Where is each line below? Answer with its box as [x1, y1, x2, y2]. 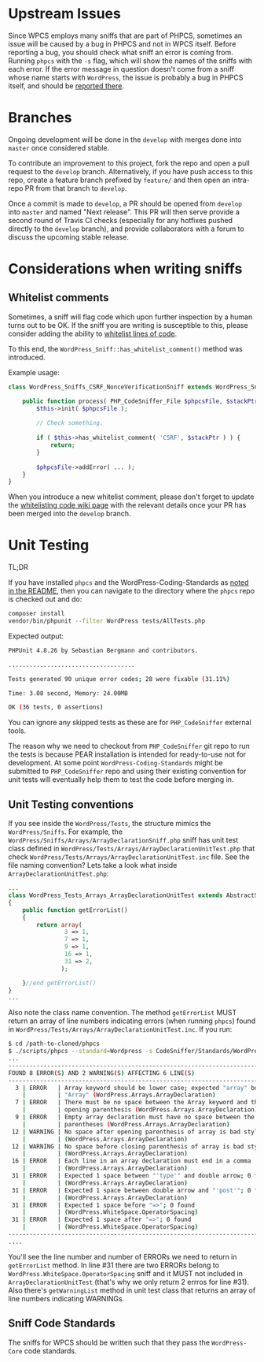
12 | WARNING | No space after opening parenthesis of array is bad [11, 1128, 241, 1136]
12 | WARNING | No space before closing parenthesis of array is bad [11, 1142, 244, 1151]
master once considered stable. [8, 143, 110, 152]
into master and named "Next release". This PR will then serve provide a [8, 207, 240, 217]
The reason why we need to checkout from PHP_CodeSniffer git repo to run [8, 742, 250, 751]
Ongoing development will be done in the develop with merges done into [8, 135, 242, 144]
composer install [8, 610, 65, 618]
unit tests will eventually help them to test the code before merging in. [8, 775, 234, 784]
